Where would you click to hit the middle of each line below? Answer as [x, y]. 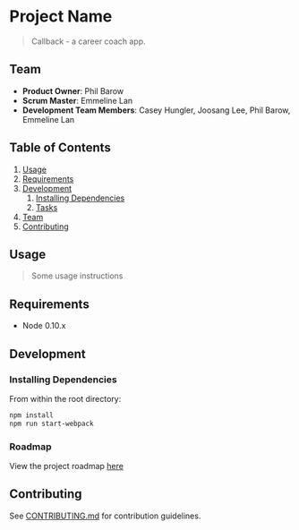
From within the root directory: [65, 398]
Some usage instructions [77, 276]
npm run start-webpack [51, 423]
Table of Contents [60, 148]
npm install [31, 415]
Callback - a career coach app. [88, 41]
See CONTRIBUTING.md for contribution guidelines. [105, 516]
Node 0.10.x [44, 326]
